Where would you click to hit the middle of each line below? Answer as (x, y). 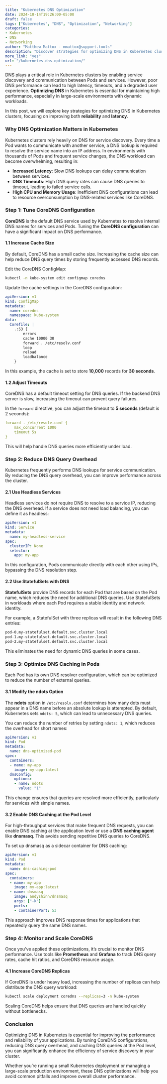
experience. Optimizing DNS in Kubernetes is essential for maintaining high (83, 91)
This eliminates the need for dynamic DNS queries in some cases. (73, 651)
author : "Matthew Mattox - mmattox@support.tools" (59, 47)
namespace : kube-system (34, 315)
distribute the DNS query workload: (42, 987)
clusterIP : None (26, 546)
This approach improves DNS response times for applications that (73, 920)
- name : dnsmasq (26, 892)
